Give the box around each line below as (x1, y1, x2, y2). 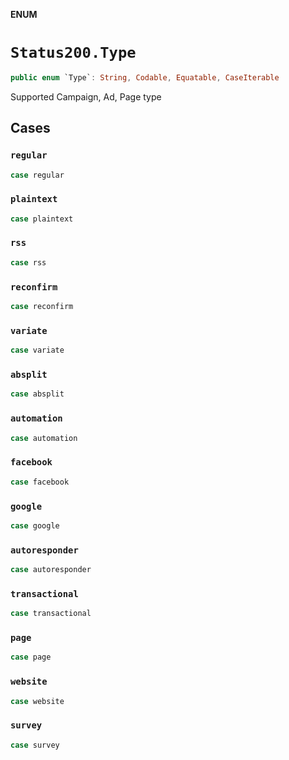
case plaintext (10, 214, 74, 224)
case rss (10, 257, 47, 268)
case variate (10, 345, 65, 356)
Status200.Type (10, 44, 137, 63)
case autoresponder (10, 565, 92, 575)
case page (10, 652, 52, 663)
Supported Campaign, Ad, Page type (10, 90, 162, 103)
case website (10, 696, 65, 706)
